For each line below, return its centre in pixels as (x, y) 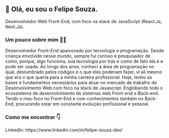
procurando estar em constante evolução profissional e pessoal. (83, 104)
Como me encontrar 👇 (33, 117)
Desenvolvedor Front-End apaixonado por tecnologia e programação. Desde (85, 51)
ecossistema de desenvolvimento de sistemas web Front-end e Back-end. (82, 93)
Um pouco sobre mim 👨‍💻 (36, 40)
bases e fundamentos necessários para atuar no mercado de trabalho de (81, 83)
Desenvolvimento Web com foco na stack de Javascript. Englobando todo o (84, 88)
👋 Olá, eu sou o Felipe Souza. (51, 9)
